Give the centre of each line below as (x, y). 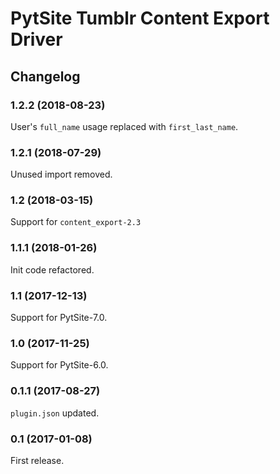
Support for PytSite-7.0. (59, 318)
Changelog (45, 76)
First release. (37, 460)
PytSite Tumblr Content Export (140, 18)
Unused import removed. (61, 174)
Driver (36, 39)
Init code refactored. (52, 269)
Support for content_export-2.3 (76, 222)
